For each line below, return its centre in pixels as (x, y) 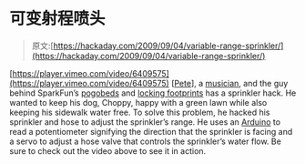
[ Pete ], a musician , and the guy (230, 83)
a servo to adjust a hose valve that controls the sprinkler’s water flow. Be (146, 141)
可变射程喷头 (58, 19)
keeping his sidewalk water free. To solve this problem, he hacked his (140, 112)
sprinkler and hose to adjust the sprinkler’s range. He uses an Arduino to (145, 122)
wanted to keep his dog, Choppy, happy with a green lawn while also (138, 102)
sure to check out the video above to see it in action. (108, 150)
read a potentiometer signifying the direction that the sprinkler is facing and (151, 131)
